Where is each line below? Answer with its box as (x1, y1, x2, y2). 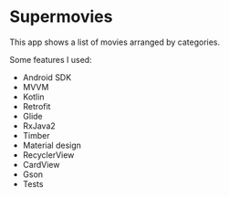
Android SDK (22, 71, 72, 83)
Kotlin (22, 91, 45, 102)
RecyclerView (22, 149, 75, 161)
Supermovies (9, 6, 113, 27)
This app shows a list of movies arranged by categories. (9, 36, 221, 47)
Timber (22, 130, 50, 140)
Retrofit (22, 100, 51, 111)
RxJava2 (22, 120, 57, 131)
